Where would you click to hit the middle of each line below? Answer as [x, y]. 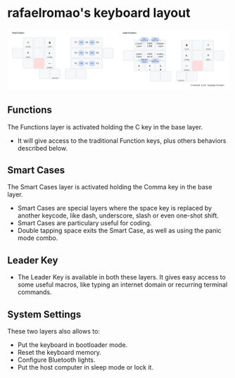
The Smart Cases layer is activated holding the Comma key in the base [110, 187]
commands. [34, 292]
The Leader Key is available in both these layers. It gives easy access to [122, 277]
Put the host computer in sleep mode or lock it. [85, 367]
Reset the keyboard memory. [59, 352]
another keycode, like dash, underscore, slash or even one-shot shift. [118, 215]
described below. [43, 148]
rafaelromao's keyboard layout [99, 13]
